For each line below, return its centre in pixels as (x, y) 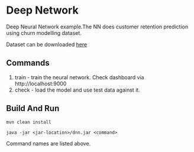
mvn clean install (29, 122)
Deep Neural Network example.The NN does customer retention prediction (97, 27)
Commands (28, 63)
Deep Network (42, 10)
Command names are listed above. (48, 143)
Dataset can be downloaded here (47, 44)
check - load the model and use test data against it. (77, 90)
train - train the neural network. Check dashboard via (79, 77)
